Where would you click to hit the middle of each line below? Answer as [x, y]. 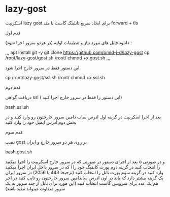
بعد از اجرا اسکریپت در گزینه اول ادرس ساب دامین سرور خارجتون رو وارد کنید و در [83, 117]
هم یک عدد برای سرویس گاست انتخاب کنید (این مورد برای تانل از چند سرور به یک [82, 183]
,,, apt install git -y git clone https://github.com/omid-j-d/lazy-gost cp [77, 52]
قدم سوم [14, 132]
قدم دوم [13, 87]
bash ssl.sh [17, 107]
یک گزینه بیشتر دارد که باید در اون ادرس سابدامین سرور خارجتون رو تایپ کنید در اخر [84, 178]
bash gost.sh [19, 152]
